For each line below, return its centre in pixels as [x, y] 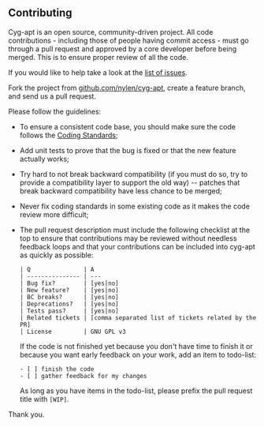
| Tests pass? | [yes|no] [69, 311]
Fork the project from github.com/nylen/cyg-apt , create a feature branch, [127, 88]
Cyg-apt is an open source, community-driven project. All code [111, 32]
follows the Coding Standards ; [69, 135]
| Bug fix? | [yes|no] [69, 283]
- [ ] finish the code [57, 369]
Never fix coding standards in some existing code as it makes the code [135, 206]
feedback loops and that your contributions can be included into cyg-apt [138, 246]
